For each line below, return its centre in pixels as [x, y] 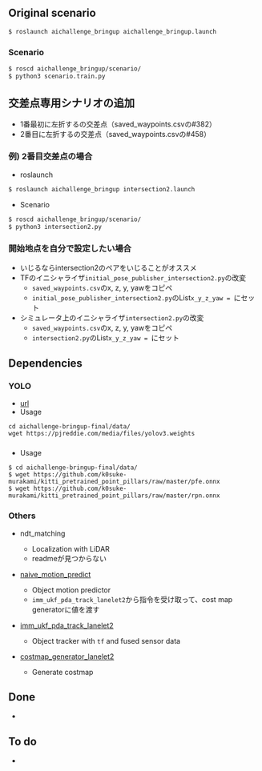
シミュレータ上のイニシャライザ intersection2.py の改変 [112, 317]
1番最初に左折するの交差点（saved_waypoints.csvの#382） [118, 124]
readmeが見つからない [69, 558]
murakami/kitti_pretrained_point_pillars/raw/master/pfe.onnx [114, 482]
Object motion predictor [71, 590]
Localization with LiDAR [71, 548]
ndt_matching [42, 533]
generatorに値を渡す [66, 609]
